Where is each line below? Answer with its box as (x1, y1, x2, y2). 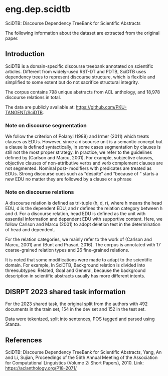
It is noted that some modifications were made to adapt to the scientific (5, 257, 152, 263)
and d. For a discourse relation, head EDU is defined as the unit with (5, 211, 146, 217)
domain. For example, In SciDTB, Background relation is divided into (5, 262, 145, 268)
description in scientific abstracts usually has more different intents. (5, 273, 145, 279)
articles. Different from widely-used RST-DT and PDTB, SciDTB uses (5, 68, 146, 74)
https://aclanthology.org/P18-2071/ (5, 365, 77, 371)
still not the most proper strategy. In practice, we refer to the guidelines (5, 149, 152, 155)
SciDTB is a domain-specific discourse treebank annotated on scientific (5, 63, 153, 69)
